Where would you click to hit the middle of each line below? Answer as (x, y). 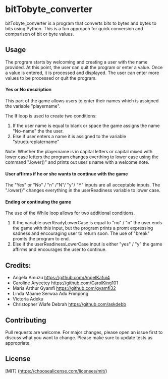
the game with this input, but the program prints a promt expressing (83, 228)
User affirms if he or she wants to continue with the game (67, 174)
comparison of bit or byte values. (40, 34)
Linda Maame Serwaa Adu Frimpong (50, 294)
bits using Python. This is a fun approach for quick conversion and (74, 28)
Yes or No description (29, 90)
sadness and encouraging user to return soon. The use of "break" (81, 233)
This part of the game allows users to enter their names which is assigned (82, 101)
